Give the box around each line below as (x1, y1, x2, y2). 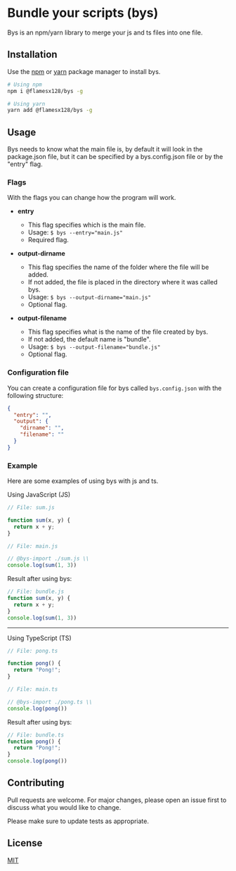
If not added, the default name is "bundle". (27, 335, 151, 344)
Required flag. (27, 236, 69, 244)
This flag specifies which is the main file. (27, 220, 146, 230)
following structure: (7, 391, 64, 399)
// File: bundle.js (7, 588, 65, 596)
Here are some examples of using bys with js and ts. (7, 477, 159, 485)
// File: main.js (7, 542, 58, 550)
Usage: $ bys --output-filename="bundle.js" (27, 343, 161, 351)
